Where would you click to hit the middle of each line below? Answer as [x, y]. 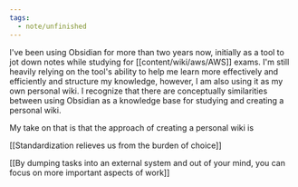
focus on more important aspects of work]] [90, 172]
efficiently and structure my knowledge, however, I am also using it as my [146, 81]
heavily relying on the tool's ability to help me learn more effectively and [144, 71]
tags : [19, 18]
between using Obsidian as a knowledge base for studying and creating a [147, 100]
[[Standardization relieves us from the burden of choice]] [115, 145]
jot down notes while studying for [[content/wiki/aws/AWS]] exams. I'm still [149, 62]
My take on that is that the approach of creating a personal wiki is [132, 127]
